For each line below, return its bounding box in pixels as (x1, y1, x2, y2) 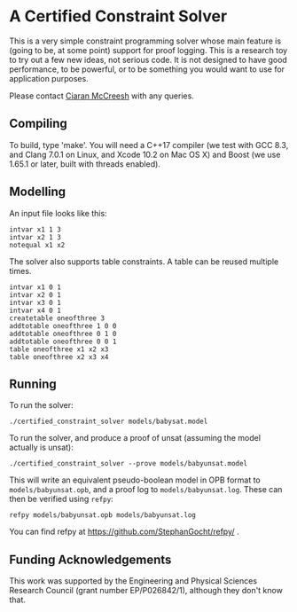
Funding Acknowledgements (9, 552, 172, 567)
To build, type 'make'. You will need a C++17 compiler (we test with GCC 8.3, (9, 139, 289, 150)
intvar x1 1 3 (9, 224, 62, 234)
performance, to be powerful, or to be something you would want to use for (9, 64, 285, 75)
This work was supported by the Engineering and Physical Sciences (9, 576, 258, 586)
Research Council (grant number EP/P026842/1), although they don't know (9, 585, 284, 596)
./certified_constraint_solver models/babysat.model (9, 417, 208, 427)
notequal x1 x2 (9, 240, 66, 249)
